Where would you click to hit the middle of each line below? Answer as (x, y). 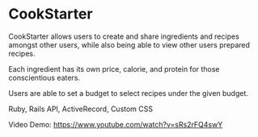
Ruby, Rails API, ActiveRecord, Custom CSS (81, 109)
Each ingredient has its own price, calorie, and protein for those (114, 68)
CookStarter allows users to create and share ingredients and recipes (124, 36)
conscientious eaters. (44, 77)
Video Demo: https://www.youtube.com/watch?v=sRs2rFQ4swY (116, 124)
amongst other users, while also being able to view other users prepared (129, 44)
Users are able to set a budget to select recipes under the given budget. (129, 93)
